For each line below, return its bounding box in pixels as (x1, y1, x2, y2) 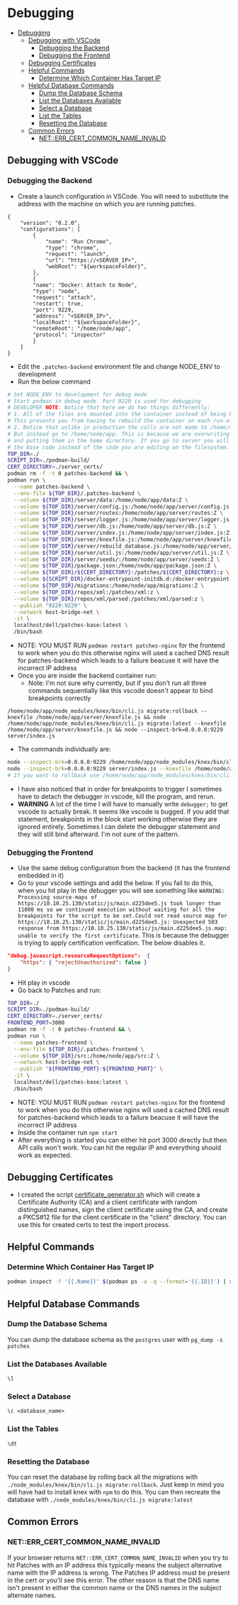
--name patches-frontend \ (13, 1039, 93, 1046)
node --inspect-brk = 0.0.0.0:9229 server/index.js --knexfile (7, 765, 192, 772)
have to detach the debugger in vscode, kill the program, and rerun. (17, 792, 216, 801)
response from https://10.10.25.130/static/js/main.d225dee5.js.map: (17, 924, 228, 932)
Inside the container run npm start (17, 1128, 118, 1136)
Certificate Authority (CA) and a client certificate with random (17, 1197, 198, 1206)
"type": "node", (33, 287, 81, 295)
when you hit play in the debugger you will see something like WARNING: (17, 886, 225, 894)
